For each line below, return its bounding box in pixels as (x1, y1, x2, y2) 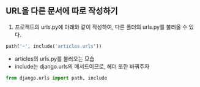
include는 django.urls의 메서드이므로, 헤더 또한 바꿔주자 (14, 62, 150, 70)
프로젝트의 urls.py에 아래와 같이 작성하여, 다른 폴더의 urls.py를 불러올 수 (14, 23, 188, 31)
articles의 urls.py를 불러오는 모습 (14, 55, 95, 62)
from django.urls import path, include (6, 75, 108, 81)
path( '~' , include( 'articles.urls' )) (6, 43, 102, 49)
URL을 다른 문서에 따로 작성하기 (6, 6, 118, 17)
